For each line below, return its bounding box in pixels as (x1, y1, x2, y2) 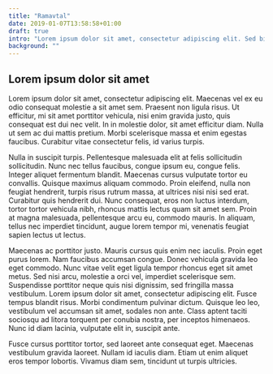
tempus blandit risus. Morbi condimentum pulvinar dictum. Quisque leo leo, (8, 297, 260, 307)
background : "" (8, 42, 60, 50)
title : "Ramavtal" (8, 11, 71, 20)
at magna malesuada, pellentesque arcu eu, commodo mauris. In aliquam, (8, 213, 256, 222)
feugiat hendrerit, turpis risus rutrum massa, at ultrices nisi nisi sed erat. (8, 187, 249, 196)
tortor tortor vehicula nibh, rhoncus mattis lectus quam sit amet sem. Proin (8, 204, 258, 213)
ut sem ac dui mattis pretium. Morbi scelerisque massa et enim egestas (8, 127, 248, 138)
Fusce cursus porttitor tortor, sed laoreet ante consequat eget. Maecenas (8, 338, 254, 349)
